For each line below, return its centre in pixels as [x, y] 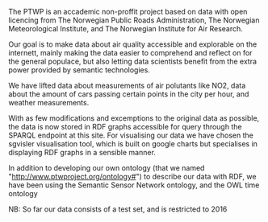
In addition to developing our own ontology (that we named [107, 168]
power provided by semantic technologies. [80, 70]
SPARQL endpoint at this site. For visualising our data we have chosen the [131, 135]
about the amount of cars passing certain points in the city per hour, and [129, 94]
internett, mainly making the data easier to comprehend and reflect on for [130, 53]
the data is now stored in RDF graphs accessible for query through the [125, 127]
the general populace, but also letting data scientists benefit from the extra [132, 61]
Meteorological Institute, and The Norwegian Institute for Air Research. [126, 29]
